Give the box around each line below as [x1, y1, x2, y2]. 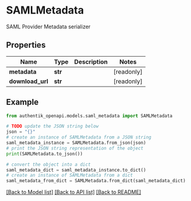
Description [74, 57, 108, 65]
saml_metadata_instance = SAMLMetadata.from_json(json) [6, 140, 146, 146]
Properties [6, 40, 46, 50]
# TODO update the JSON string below [6, 123, 99, 130]
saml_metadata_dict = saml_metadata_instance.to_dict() [6, 167, 146, 173]
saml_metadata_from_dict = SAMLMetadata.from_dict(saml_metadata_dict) [6, 178, 186, 184]
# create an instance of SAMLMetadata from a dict [6, 172, 133, 179]
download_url [9, 77, 48, 85]
